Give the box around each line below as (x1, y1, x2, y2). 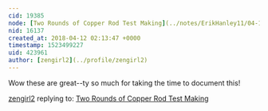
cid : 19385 (8, 11, 45, 20)
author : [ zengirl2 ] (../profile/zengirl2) (8, 57, 148, 65)
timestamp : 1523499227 (8, 42, 84, 50)
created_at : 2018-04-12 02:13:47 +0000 (8, 34, 141, 42)
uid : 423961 (8, 49, 48, 57)
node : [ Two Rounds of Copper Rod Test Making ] (8, 19, 166, 27)
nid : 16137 (8, 26, 45, 34)
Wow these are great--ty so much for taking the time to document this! (8, 77, 241, 88)
